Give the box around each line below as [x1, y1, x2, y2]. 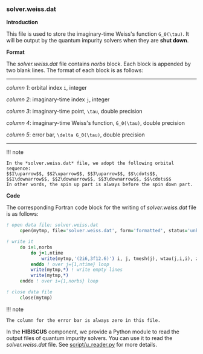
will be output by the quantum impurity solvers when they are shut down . [6, 37, 189, 44]
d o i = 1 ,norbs [19, 244, 53, 250]
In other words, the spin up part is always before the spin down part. [6, 181, 193, 188]
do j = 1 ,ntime [30, 250, 63, 256]
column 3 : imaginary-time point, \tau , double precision [6, 108, 143, 115]
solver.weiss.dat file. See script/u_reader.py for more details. [6, 341, 157, 348]
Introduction [6, 19, 38, 26]
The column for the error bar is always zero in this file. [6, 317, 161, 323]
